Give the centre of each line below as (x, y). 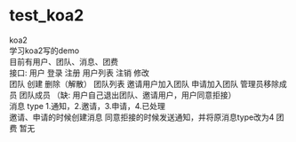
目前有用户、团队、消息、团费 (64, 61)
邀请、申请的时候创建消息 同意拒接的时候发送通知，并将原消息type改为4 (142, 117)
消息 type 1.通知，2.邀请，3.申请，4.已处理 (88, 106)
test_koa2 (47, 16)
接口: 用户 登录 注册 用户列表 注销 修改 (79, 73)
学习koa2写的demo (44, 51)
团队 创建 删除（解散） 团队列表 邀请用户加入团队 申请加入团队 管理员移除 (144, 83)
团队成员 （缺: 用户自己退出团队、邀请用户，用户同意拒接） (128, 95)
